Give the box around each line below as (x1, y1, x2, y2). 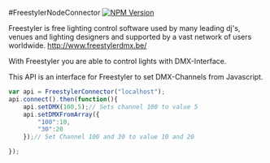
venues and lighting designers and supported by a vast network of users (8, 32, 252, 41)
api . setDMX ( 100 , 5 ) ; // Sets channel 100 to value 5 (23, 102, 198, 111)
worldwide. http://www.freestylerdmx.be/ (8, 41, 147, 50)
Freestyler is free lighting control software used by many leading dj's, (8, 24, 241, 32)
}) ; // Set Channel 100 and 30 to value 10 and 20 (23, 133, 195, 141)
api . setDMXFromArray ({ (23, 110, 100, 118)
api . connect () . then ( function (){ (8, 95, 118, 103)
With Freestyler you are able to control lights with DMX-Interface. (8, 57, 227, 66)
